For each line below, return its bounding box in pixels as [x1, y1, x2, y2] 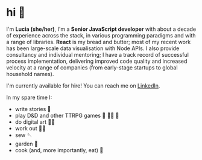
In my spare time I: [6, 94, 52, 101]
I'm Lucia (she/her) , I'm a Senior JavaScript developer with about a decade [6, 25, 197, 33]
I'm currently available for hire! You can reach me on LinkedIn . [6, 82, 160, 89]
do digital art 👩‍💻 [14, 118, 55, 126]
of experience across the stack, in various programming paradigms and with [6, 31, 196, 39]
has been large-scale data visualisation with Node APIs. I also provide [6, 45, 180, 52]
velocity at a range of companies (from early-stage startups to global [6, 63, 178, 71]
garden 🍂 [14, 140, 38, 147]
